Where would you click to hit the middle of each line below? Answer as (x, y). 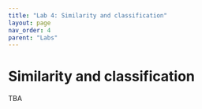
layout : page (30, 23)
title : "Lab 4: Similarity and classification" (88, 15)
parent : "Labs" (33, 38)
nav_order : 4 (30, 30)
